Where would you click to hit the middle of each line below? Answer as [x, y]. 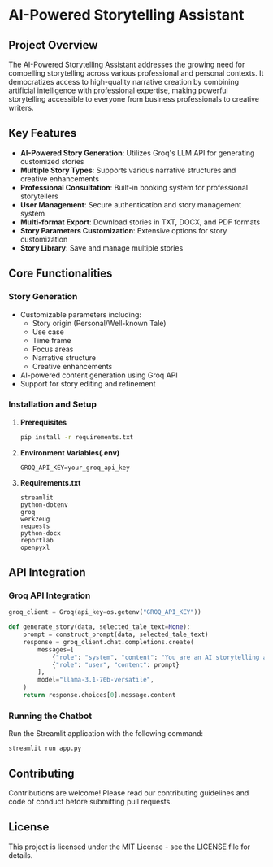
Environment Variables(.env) [70, 452]
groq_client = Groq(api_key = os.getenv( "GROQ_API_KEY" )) [105, 612]
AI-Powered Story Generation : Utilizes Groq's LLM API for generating [137, 153]
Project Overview [53, 45]
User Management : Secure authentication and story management [131, 204]
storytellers [39, 196]
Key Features [43, 133]
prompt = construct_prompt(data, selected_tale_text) [116, 635]
